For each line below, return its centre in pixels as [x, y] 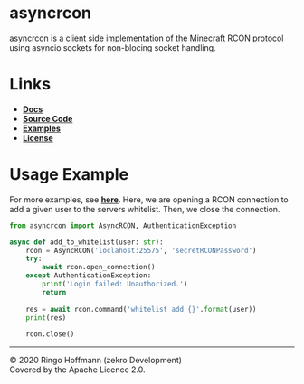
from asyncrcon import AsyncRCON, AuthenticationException [123, 225]
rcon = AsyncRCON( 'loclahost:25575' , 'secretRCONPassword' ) [141, 250]
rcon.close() [50, 334]
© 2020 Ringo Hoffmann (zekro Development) [96, 361]
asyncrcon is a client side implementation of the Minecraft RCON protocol [147, 38]
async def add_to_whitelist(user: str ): [87, 242]
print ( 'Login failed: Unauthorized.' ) [115, 284]
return [54, 292]
